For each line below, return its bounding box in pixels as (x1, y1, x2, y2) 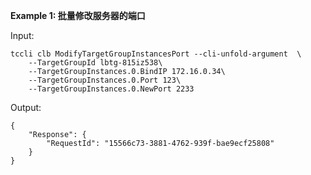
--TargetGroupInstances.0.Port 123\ (28, 75, 182, 85)
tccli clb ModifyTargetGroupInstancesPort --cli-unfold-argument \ (10, 49, 302, 59)
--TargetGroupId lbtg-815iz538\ (28, 58, 163, 68)
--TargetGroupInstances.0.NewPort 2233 (28, 84, 195, 94)
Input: (10, 30, 35, 41)
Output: (10, 102, 42, 113)
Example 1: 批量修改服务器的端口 (10, 10, 146, 21)
